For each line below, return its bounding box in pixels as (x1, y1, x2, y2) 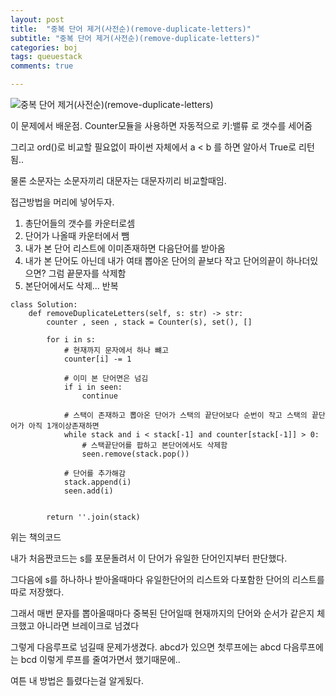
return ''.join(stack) (46, 512, 141, 522)
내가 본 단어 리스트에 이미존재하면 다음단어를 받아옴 (24, 242, 226, 254)
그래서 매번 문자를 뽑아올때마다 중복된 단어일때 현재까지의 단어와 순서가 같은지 (10, 607, 315, 619)
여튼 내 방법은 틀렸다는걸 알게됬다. (10, 675, 144, 686)
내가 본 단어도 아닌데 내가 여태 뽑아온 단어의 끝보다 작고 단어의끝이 (24, 255, 284, 266)
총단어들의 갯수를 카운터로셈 (24, 217, 136, 229)
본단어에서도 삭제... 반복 (24, 280, 119, 291)
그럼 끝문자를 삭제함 (48, 267, 127, 279)
